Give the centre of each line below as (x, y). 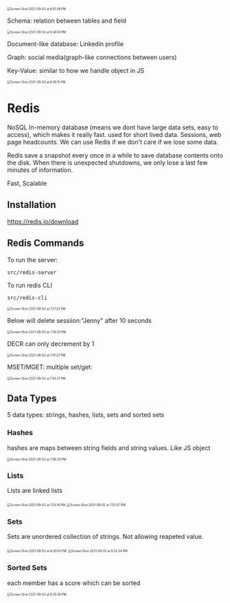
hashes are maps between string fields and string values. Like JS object (109, 447)
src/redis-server (32, 272)
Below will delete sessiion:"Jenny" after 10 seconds (80, 320)
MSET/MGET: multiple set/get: (50, 367)
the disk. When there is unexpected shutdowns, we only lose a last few (107, 162)
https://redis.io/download (43, 221)
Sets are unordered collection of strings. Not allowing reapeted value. (105, 537)
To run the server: (33, 260)
